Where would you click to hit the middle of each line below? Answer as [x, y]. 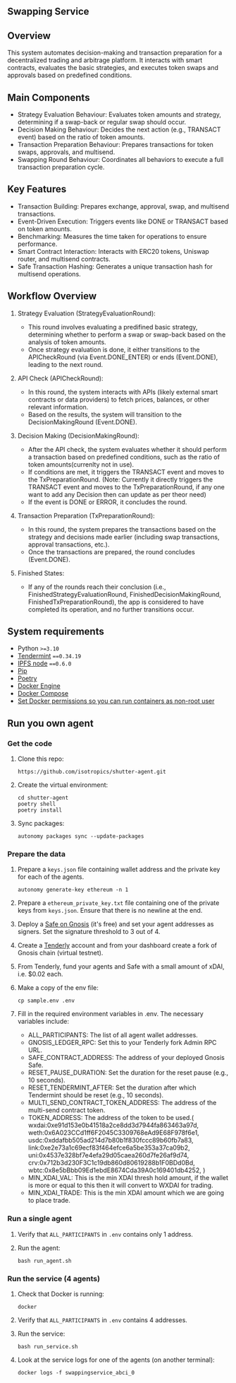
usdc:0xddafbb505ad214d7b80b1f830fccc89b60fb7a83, [111, 1140]
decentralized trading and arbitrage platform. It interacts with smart [105, 60]
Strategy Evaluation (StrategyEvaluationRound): [87, 313]
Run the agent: [39, 1248]
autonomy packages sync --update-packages [81, 836]
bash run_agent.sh [44, 1261]
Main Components [49, 97]
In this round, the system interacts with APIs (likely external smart [123, 392]
